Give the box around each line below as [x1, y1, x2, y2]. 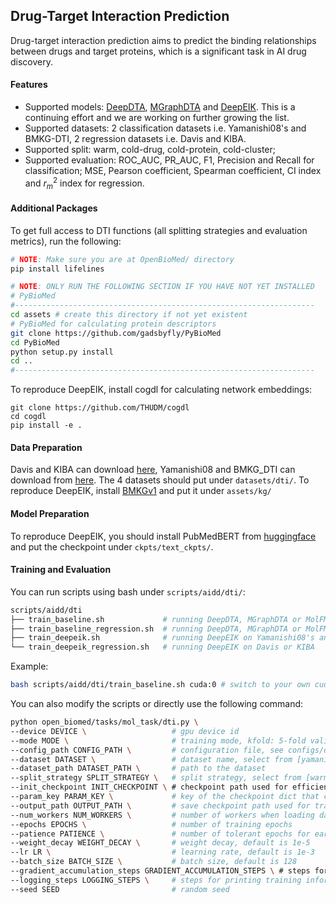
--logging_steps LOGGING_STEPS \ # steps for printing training [10, 875, 302, 885]
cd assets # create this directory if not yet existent [10, 310, 248, 320]
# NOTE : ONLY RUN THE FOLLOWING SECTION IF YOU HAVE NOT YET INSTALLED [10, 282, 315, 292]
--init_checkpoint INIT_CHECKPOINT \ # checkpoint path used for [10, 782, 288, 793]
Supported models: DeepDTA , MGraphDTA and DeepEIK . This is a [24, 101, 296, 113]
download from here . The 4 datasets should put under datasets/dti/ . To [10, 474, 310, 486]
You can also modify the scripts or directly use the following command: [10, 698, 304, 710]
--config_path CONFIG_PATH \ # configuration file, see [10, 745, 284, 755]
